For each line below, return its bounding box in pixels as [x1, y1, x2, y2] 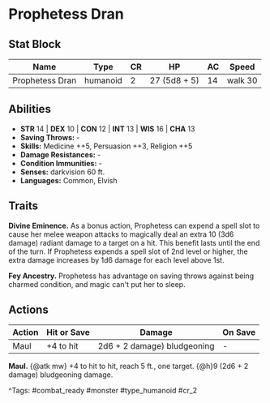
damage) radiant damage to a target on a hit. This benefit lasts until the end [8, 238, 260, 247]
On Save [222, 327, 256, 338]
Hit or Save [45, 327, 91, 338]
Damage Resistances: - [19, 149, 101, 159]
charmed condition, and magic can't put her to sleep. [8, 279, 186, 289]
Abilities [8, 102, 51, 116]
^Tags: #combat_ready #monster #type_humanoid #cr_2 [8, 386, 198, 396]
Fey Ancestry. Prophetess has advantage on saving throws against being [8, 271, 254, 281]
